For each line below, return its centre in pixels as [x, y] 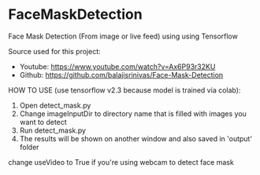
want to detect [43, 122]
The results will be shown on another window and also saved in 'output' [136, 138]
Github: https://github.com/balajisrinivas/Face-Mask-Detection [121, 75]
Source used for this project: [54, 51]
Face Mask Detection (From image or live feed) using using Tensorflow [123, 36]
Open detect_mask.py [55, 105]
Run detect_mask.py [53, 130]
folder [29, 147]
